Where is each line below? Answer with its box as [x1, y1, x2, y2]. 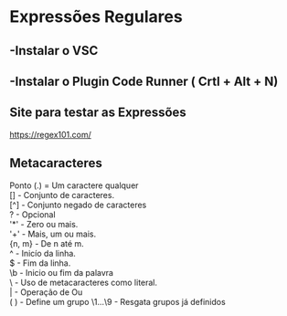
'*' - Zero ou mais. [9, 218, 79, 229]
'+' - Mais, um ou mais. [9, 228, 97, 239]
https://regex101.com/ [9, 129, 91, 140]
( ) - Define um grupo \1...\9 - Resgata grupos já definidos [9, 296, 226, 307]
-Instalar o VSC [9, 43, 99, 58]
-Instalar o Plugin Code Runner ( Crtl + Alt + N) [9, 73, 279, 89]
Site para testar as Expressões [9, 105, 187, 121]
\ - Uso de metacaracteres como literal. [9, 277, 158, 288]
